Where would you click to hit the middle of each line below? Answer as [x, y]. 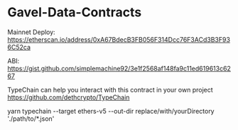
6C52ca [19, 47]
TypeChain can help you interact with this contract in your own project [110, 90]
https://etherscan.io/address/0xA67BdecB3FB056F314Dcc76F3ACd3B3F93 [119, 39]
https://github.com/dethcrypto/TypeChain [69, 97]
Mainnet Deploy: [31, 32]
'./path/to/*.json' [31, 119]
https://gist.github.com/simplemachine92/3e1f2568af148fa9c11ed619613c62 [119, 68]
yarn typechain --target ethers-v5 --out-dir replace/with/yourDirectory [111, 111]
